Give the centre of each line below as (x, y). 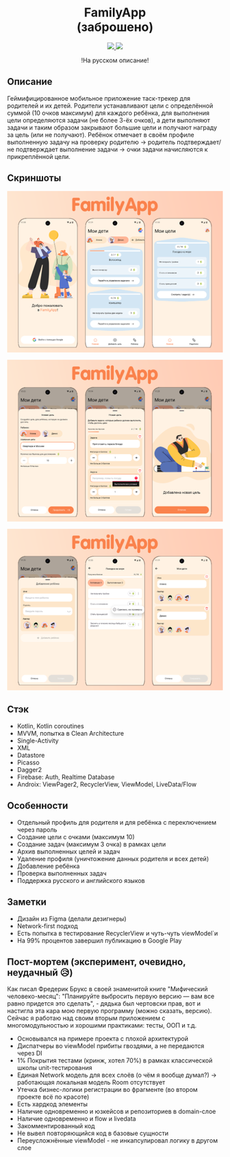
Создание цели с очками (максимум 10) (76, 836)
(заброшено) (115, 27)
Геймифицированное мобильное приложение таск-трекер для (99, 98)
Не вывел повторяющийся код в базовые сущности (93, 1133)
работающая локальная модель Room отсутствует (91, 1082)
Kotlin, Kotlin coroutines (50, 726)
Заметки (27, 902)
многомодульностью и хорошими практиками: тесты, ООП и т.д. (102, 1025)
